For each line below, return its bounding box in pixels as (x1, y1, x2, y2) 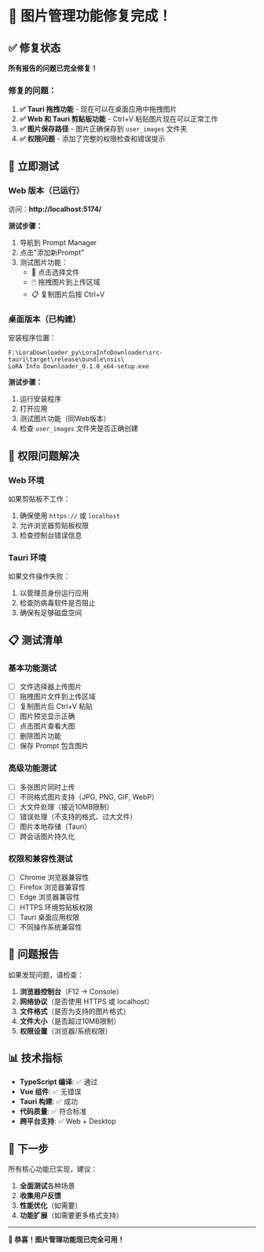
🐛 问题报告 (8, 948, 59, 961)
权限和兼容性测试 (8, 853, 73, 864)
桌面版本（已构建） (8, 313, 81, 324)
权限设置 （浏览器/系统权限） (19, 1026, 112, 1035)
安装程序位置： (8, 333, 57, 343)
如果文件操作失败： (8, 572, 71, 581)
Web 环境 (8, 475, 45, 486)
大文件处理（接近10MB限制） (19, 802, 114, 811)
